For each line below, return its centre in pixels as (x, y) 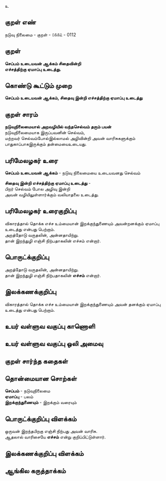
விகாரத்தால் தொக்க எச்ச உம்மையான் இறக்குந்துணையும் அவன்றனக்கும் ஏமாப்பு (82, 223)
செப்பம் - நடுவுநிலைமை (28, 391)
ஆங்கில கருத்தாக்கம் (35, 471)
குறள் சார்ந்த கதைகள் (36, 361)
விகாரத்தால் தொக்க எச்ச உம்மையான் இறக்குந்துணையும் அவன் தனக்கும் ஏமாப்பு (83, 304)
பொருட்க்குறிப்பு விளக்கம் (41, 419)
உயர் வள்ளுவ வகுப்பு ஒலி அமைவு (54, 344)
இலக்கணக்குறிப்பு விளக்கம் (44, 454)
